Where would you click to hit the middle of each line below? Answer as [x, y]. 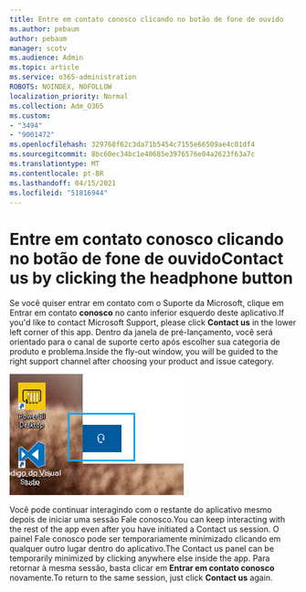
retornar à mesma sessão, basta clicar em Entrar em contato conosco [142, 568]
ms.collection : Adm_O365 [57, 106]
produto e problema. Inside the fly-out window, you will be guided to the [144, 352]
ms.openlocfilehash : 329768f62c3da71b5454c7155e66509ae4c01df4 [132, 145]
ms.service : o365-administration [73, 78]
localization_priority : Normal [69, 96]
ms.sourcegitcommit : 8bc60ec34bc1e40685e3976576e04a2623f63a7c [132, 154]
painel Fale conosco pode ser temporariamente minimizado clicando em [145, 539]
